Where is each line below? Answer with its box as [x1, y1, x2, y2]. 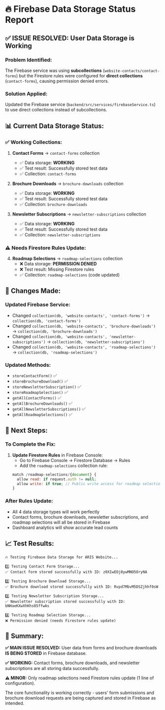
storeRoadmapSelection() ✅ [12, 390, 68, 395]
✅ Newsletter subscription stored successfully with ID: [5, 599, 126, 604]
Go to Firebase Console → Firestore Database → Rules [19, 457, 131, 463]
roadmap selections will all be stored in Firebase [12, 519, 110, 525]
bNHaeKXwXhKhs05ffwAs [5, 603, 50, 608]
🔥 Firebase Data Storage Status [5, 3, 136, 15]
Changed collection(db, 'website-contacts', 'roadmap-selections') [12, 344, 156, 350]
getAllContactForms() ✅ [12, 395, 62, 401]
